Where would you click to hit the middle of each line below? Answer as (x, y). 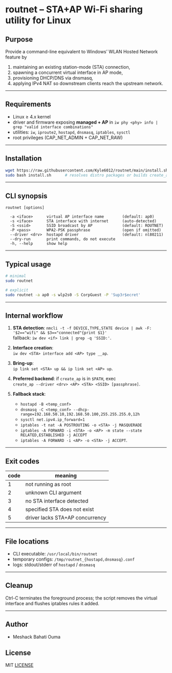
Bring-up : (23, 363)
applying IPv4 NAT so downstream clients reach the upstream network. (88, 83)
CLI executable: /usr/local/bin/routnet (55, 553)
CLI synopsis (26, 196)
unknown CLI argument (53, 493)
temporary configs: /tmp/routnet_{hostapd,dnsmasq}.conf (73, 559)
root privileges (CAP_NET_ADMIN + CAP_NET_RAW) (68, 138)
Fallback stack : (29, 394)
